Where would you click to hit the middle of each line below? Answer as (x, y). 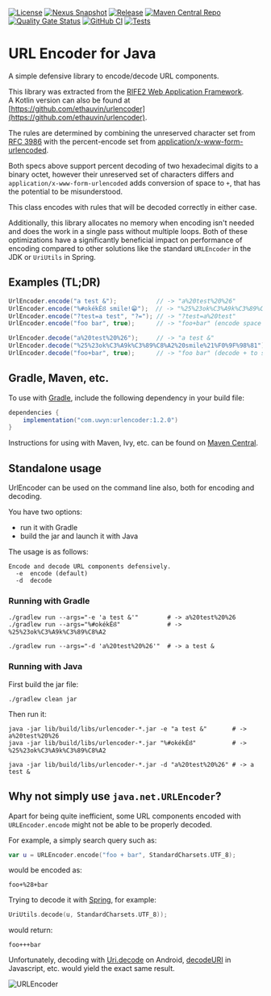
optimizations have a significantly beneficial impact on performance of (125, 240)
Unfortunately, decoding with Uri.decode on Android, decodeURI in (120, 960)
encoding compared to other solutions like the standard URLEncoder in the (130, 248)
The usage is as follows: (48, 552)
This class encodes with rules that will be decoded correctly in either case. (133, 207)
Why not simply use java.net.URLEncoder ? (115, 796)
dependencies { (34, 412)
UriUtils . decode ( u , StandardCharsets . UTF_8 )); (88, 915)
